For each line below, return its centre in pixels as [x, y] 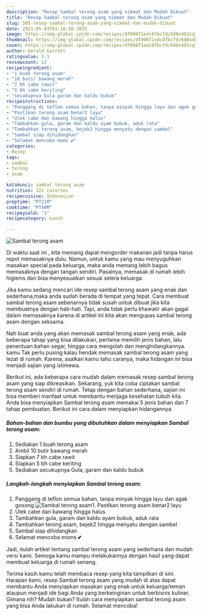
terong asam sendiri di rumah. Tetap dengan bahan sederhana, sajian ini [96, 390]
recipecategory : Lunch [35, 218]
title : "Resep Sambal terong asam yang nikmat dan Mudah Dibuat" [90, 17]
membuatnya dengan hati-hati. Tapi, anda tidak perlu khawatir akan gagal [97, 309]
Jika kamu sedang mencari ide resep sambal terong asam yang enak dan [97, 290]
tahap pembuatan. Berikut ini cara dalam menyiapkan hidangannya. [90, 409]
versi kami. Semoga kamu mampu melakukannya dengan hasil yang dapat [98, 556]
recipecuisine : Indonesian [40, 196]
